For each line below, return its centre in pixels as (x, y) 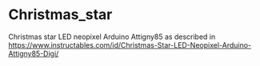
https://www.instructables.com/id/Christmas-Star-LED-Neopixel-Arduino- (130, 45)
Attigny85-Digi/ (34, 53)
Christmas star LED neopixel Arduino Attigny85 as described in (112, 37)
